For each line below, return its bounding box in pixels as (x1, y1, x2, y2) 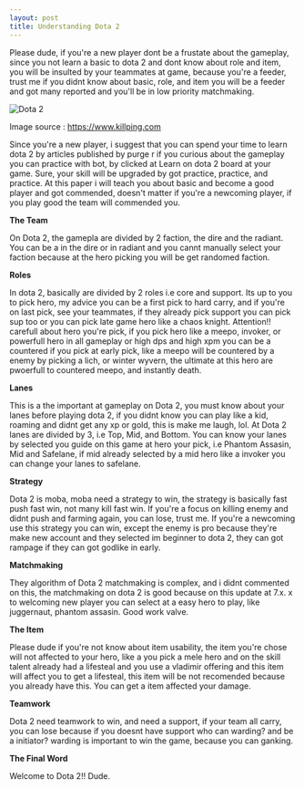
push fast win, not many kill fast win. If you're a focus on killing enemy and (9, 503, 289, 514)
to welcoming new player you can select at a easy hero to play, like (9, 597, 260, 607)
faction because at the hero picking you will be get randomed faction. (9, 252, 270, 263)
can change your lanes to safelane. (9, 458, 141, 469)
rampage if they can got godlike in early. (9, 542, 161, 553)
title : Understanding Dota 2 (9, 22, 120, 31)
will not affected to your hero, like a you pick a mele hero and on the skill (9, 651, 281, 662)
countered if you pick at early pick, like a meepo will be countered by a (9, 345, 275, 356)
